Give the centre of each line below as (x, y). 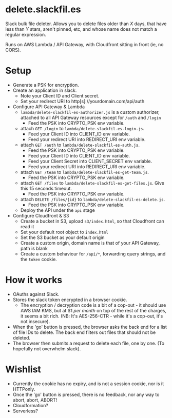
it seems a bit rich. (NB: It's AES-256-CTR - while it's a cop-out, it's (92, 316)
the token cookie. (39, 259)
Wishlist (23, 369)
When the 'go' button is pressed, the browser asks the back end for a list (90, 327)
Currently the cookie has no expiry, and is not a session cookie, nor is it (88, 384)
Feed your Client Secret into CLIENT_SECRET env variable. (90, 161)
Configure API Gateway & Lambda (49, 107)
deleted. (22, 337)
